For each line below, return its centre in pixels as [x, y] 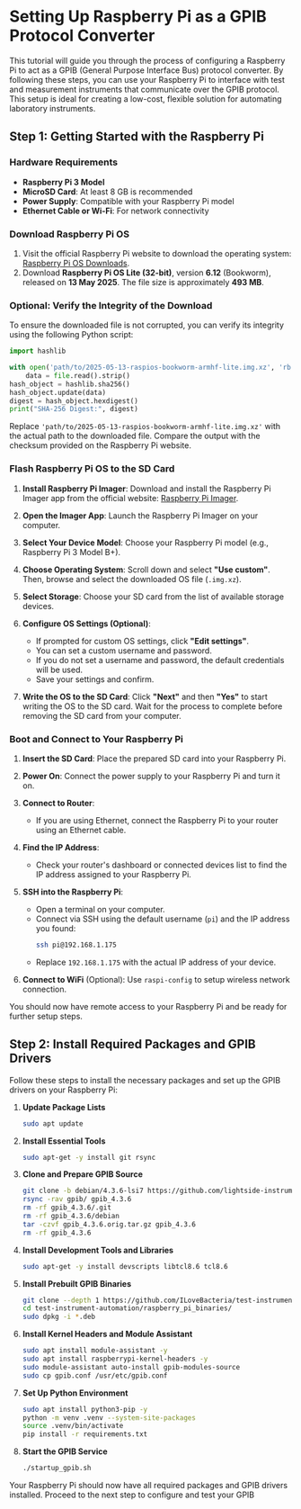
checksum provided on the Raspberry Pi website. [100, 445]
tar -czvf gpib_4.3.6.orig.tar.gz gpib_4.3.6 [109, 1224]
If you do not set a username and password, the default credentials [160, 660]
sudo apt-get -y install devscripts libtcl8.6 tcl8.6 [125, 1266]
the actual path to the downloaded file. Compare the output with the [135, 436]
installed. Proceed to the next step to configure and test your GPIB [132, 1495]
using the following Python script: [71, 335]
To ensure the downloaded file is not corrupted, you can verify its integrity [147, 325]
